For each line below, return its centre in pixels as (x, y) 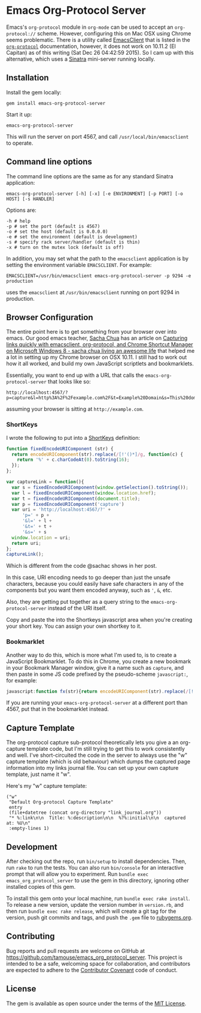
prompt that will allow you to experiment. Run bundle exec (77, 874)
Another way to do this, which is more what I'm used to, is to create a (92, 655)
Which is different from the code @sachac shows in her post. (82, 566)
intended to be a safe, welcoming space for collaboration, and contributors (98, 963)
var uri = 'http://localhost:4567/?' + (61, 510)
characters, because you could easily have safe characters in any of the (95, 584)
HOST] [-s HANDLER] (31, 199)
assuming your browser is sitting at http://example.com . (75, 409)
